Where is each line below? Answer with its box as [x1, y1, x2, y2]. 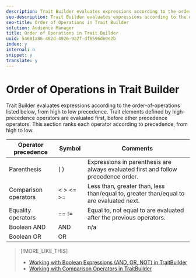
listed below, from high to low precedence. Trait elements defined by [6, 108, 171, 115]
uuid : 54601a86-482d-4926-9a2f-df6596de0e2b [6, 36, 116, 42]
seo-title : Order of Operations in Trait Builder [6, 19, 129, 25]
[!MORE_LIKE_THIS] [20, 248, 68, 255]
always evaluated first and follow [87, 165, 177, 173]
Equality [9, 206, 32, 214]
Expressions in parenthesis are [87, 158, 172, 166]
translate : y [6, 57, 38, 63]
